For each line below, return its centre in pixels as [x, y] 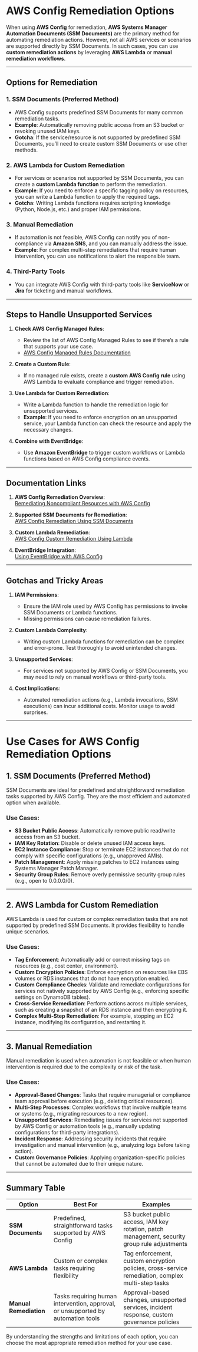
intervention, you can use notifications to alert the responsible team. [98, 256]
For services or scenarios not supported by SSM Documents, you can [99, 177]
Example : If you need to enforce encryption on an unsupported [100, 417]
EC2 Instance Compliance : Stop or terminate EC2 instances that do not [101, 850]
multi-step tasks [146, 1283]
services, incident [148, 1307]
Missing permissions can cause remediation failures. [87, 619]
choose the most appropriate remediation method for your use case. [89, 1343]
